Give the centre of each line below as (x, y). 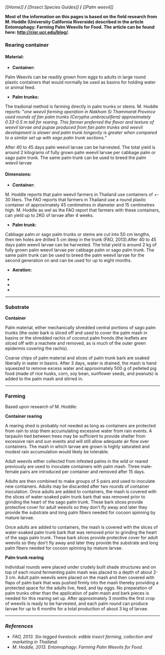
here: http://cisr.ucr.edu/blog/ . (37, 32)
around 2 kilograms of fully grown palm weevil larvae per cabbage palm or (81, 153)
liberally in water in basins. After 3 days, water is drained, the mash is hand (81, 363)
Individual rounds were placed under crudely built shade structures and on (81, 567)
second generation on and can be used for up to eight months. (69, 261)
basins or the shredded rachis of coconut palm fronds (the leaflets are (76, 338)
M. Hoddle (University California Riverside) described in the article (74, 22)
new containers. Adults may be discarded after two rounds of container (77, 486)
